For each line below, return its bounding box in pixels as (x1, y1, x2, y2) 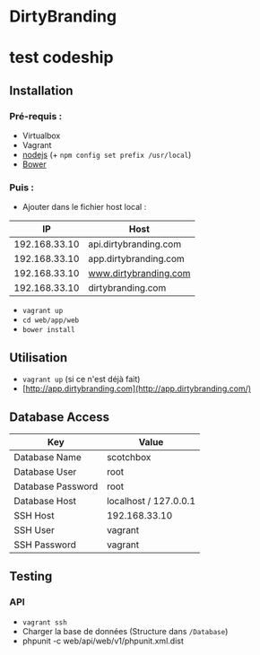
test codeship (9, 48, 114, 68)
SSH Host (13, 509, 55, 521)
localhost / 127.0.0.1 (106, 494, 195, 507)
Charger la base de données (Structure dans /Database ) (22, 625, 229, 636)
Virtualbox (22, 130, 61, 141)
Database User (13, 465, 77, 477)
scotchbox (106, 450, 152, 463)
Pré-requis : (9, 109, 63, 122)
